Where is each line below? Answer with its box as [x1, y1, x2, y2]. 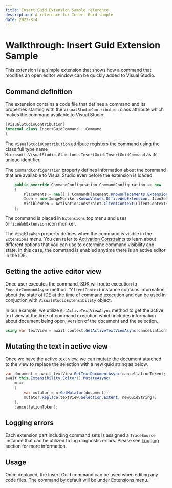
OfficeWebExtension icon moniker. [5, 221, 77, 227]
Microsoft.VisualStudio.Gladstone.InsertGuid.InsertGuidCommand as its [5, 151, 158, 157]
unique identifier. [5, 157, 41, 163]
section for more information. [5, 443, 67, 449]
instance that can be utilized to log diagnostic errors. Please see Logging [5, 438, 159, 444]
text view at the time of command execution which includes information [5, 312, 156, 318]
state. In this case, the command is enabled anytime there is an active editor [5, 247, 166, 253]
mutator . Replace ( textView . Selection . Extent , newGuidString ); [24, 395, 157, 400]
